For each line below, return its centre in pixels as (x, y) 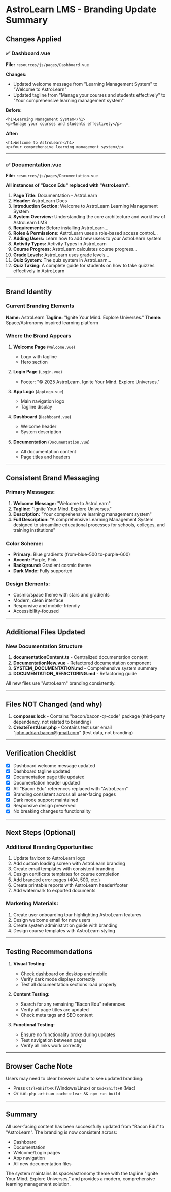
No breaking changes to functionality (52, 811)
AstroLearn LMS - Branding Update (81, 9)
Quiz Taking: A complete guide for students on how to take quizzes (84, 266)
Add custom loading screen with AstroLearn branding (69, 863)
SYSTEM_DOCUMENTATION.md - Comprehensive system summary (85, 668)
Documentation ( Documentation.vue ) (52, 442)
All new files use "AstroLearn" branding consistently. (61, 683)
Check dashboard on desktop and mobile (64, 974)
